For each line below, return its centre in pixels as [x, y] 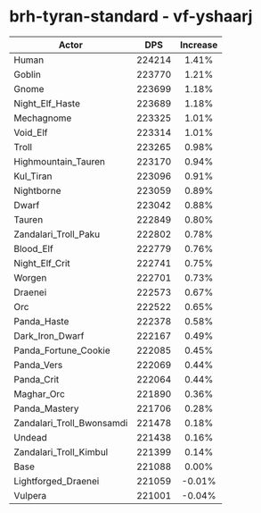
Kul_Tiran [33, 176]
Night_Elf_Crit [42, 263]
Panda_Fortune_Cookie [62, 350]
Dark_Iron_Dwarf [49, 335]
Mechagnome [43, 118]
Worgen [30, 277]
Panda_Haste [41, 321]
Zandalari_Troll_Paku [57, 234]
